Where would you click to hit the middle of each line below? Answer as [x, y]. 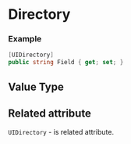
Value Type [36, 86]
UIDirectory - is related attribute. [61, 132]
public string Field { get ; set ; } [66, 63]
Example [25, 39]
